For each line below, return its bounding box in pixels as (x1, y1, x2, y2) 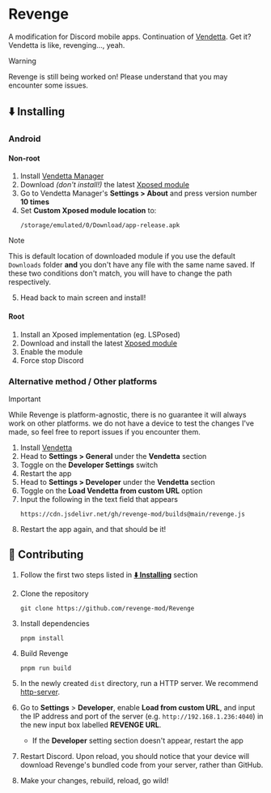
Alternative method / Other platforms (8, 375, 158, 387)
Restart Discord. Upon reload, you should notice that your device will (19, 751, 249, 761)
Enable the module (19, 346, 83, 357)
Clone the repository (19, 589, 89, 598)
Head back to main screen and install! (19, 293, 146, 302)
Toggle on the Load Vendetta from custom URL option (19, 486, 203, 495)
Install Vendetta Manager (19, 171, 104, 181)
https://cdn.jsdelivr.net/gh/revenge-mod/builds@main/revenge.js (19, 510, 245, 518)
